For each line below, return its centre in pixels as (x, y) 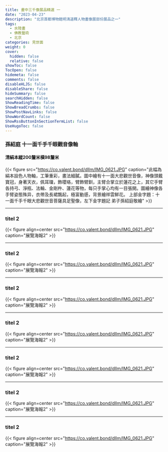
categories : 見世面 (24, 42)
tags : (11, 24)
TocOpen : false (21, 70)
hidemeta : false (22, 75)
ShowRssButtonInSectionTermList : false (47, 121)
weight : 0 (15, 47)
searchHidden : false (27, 98)
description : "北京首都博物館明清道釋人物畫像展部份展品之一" (63, 19)
